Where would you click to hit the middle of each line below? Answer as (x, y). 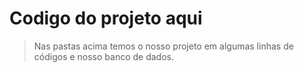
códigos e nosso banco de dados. (104, 56)
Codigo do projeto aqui (106, 18)
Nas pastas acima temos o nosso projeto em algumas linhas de (163, 46)
